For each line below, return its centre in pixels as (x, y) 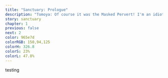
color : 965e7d (20, 38)
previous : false (22, 28)
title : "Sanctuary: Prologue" (37, 10)
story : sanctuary (23, 19)
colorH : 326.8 (20, 47)
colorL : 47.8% (20, 56)
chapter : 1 (16, 24)
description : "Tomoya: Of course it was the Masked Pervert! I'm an (78, 14)
